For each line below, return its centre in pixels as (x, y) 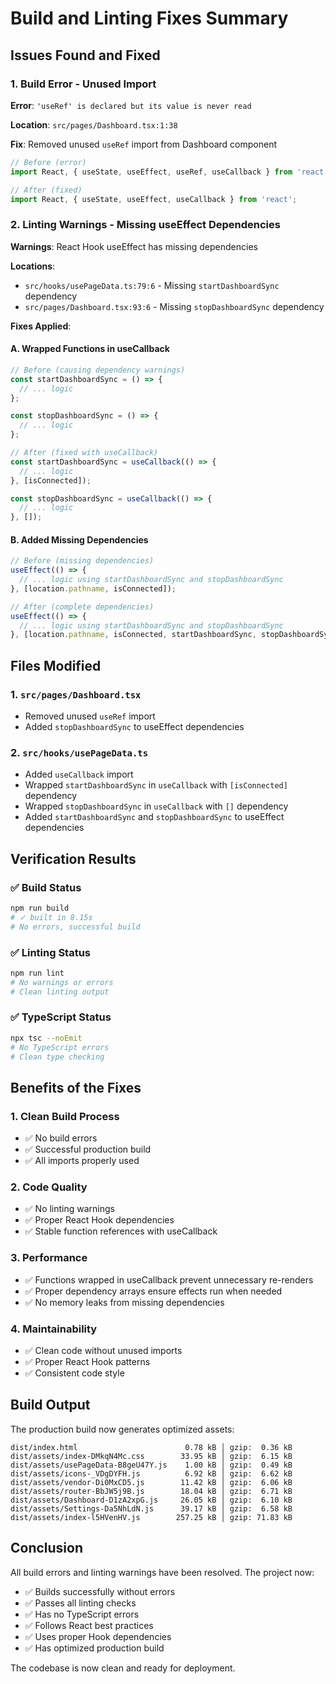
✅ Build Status (46, 887)
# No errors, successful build (75, 927)
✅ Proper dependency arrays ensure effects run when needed (153, 1291)
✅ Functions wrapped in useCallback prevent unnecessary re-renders (169, 1279)
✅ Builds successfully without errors (100, 1591)
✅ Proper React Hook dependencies (99, 1220)
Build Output (50, 1405)
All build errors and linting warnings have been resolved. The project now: (162, 1572)
